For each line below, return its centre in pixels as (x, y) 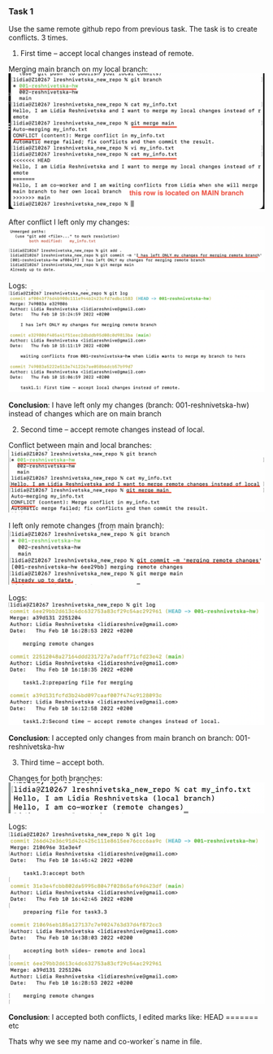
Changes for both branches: (56, 777)
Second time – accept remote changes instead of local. (113, 429)
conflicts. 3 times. (38, 37)
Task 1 (21, 11)
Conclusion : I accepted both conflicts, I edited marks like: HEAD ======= (134, 1017)
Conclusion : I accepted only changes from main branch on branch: (121, 738)
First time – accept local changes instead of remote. (107, 54)
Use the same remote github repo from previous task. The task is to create (133, 29)
